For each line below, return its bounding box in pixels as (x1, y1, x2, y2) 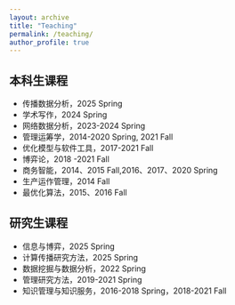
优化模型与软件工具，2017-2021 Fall (21, 143, 154, 154)
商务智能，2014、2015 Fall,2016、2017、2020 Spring (21, 165, 218, 176)
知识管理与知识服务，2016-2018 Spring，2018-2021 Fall (21, 285, 227, 296)
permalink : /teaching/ (9, 29, 93, 38)
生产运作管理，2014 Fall (21, 176, 110, 187)
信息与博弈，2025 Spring (21, 241, 116, 252)
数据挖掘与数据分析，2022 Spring (21, 263, 147, 274)
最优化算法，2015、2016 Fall (21, 188, 127, 198)
